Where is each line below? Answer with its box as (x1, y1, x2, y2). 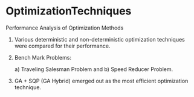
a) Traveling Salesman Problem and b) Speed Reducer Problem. (14, 65, 173, 73)
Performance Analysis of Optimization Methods (5, 24, 124, 31)
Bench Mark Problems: (14, 54, 72, 61)
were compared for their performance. (14, 42, 111, 49)
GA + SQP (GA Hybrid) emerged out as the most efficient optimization (14, 77, 189, 84)
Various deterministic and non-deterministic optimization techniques (14, 36, 186, 43)
